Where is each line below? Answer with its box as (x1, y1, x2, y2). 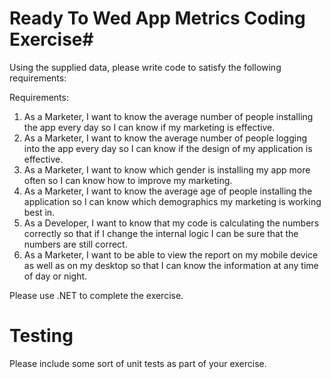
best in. (23, 206, 56, 218)
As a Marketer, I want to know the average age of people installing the (23, 185, 313, 197)
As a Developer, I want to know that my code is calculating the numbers (23, 217, 320, 229)
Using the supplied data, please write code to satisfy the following (9, 61, 282, 73)
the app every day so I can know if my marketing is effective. (23, 121, 276, 133)
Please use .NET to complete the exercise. (9, 289, 184, 301)
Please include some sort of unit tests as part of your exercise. (9, 357, 267, 369)
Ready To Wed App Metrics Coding (9, 7, 306, 30)
